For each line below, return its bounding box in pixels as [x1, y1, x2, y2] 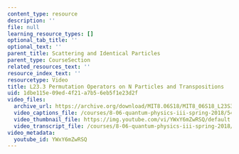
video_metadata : [7, 129, 55, 136]
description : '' [7, 17, 55, 24]
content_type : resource [7, 10, 78, 18]
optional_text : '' [7, 43, 62, 50]
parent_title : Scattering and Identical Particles [7, 50, 161, 57]
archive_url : [14, 103, 53, 110]
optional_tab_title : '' [7, 37, 78, 44]
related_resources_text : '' [7, 63, 91, 70]
